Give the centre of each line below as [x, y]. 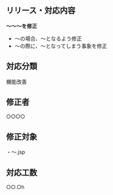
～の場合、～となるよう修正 [48, 38]
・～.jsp [16, 152]
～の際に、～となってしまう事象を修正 [61, 45]
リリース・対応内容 [41, 11]
